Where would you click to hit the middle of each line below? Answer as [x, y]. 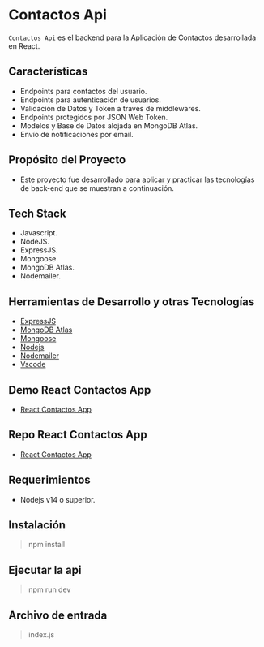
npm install [47, 545]
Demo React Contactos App [80, 390]
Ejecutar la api [45, 570]
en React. [24, 45]
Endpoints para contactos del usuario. [83, 91]
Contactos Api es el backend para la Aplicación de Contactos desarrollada [132, 37]
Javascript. [39, 233]
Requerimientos [49, 480]
